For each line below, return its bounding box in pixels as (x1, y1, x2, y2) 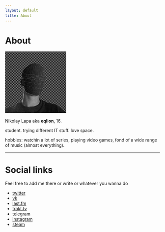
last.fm (12, 200, 27, 206)
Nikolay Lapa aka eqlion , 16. (5, 118, 62, 124)
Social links (5, 164, 53, 175)
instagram (12, 216, 33, 222)
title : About (5, 13, 32, 18)
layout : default (5, 8, 38, 13)
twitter (12, 190, 26, 196)
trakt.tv (12, 206, 27, 212)
